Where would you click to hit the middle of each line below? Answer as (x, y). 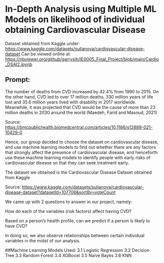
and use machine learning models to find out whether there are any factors (81, 147)
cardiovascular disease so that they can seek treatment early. (67, 162)
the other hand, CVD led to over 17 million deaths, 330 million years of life (79, 97)
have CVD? (16, 226)
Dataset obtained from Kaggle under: (42, 43)
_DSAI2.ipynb (19, 64)
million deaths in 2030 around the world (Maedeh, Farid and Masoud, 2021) (81, 112)
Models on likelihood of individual (75, 19)
